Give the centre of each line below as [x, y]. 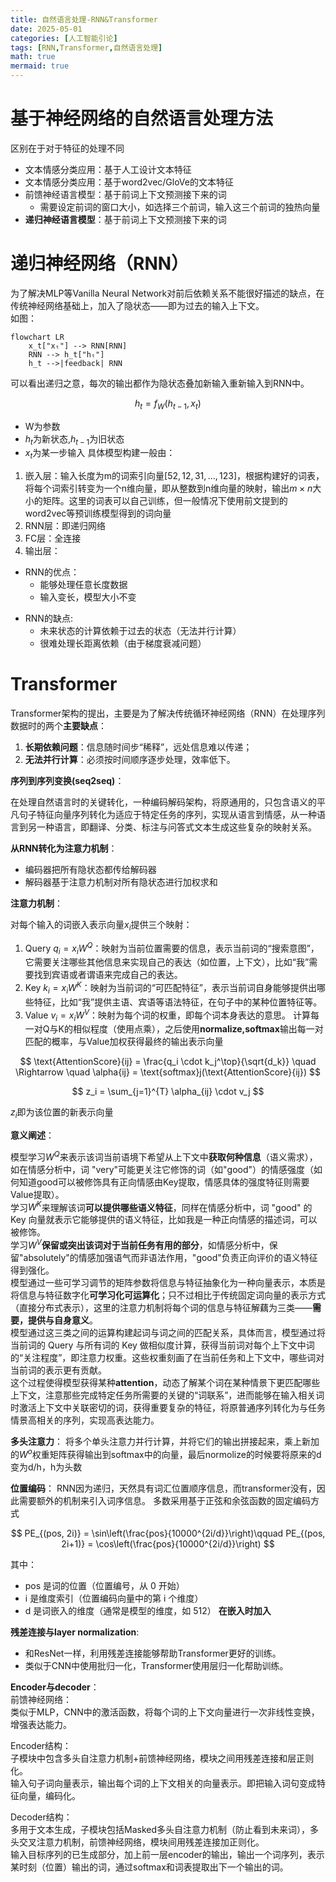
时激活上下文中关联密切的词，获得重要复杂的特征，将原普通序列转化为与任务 [168, 1408]
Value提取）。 [37, 1194]
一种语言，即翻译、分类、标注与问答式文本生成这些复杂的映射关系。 [176, 827]
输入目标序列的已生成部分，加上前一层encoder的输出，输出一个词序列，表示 [167, 1854]
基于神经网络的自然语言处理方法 [142, 118]
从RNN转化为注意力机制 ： [64, 848]
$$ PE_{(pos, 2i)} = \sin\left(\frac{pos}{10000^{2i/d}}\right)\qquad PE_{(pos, [168, 1533]
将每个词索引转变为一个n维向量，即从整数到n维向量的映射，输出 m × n [168, 488]
